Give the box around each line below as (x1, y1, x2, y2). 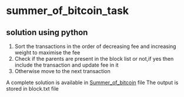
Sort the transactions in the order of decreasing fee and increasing (14, 43, 176, 50)
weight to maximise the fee (14, 49, 81, 56)
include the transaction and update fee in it (14, 61, 119, 68)
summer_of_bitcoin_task (6, 4, 129, 18)
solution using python (6, 27, 88, 37)
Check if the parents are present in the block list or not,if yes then (14, 56, 174, 62)
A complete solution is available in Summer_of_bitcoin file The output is (6, 79, 179, 86)
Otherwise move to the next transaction (14, 68, 111, 74)
